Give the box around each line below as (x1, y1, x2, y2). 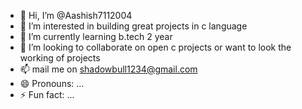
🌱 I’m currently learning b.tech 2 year (19, 31, 173, 42)
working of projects (19, 52, 101, 64)
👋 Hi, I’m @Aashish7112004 (19, 10, 133, 21)
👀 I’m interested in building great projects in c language (19, 20, 248, 32)
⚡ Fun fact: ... (19, 89, 75, 100)
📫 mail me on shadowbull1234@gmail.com (19, 63, 198, 75)
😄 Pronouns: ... (19, 78, 85, 89)
